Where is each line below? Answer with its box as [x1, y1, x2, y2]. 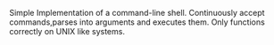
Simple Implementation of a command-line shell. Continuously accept [9, 8, 265, 18]
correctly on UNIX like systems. [9, 26, 125, 36]
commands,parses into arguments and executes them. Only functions [9, 17, 265, 27]
